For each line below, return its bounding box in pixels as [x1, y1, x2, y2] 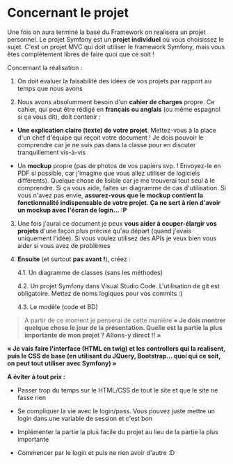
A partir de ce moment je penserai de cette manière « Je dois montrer [24, 316, 226, 324]
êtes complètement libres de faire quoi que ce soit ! [7, 50, 154, 58]
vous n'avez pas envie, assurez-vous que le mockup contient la [17, 191, 204, 199]
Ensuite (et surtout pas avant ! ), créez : [17, 255, 131, 263]
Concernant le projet [7, 5, 129, 21]
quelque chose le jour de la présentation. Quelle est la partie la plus [24, 323, 223, 331]
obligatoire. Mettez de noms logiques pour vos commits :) [17, 289, 183, 297]
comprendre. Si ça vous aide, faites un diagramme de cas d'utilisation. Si [17, 183, 226, 192]
